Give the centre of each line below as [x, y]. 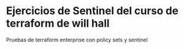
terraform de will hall [58, 23]
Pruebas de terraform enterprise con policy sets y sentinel [77, 40]
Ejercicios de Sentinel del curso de [92, 11]
